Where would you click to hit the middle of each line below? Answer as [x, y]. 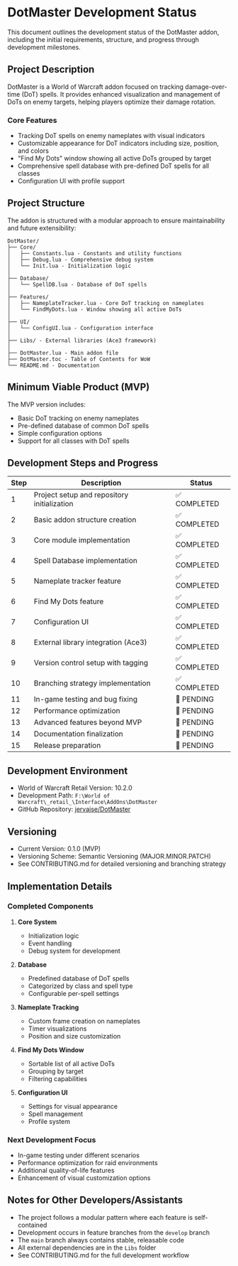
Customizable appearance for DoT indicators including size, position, [118, 144]
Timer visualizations [57, 1029]
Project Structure [46, 203]
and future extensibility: [42, 227]
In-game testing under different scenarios [79, 1155]
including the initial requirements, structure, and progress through [103, 39]
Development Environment [68, 771]
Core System [37, 922]
